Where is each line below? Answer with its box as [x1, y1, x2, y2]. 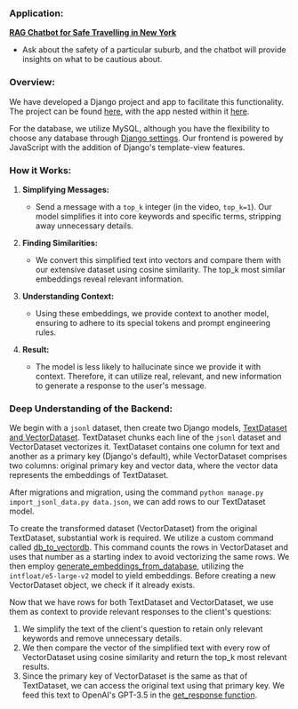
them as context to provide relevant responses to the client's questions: [9, 607, 272, 617]
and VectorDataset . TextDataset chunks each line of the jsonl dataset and [9, 432, 282, 442]
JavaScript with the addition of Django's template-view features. [9, 141, 246, 153]
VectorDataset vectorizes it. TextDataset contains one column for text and [9, 442, 280, 452]
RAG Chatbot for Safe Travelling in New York [9, 28, 177, 38]
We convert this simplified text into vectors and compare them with [35, 254, 282, 265]
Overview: [9, 76, 55, 89]
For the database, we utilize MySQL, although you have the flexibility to [9, 123, 270, 133]
